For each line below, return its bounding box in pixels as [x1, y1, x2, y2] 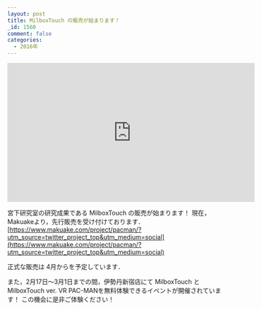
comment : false [7, 30, 52, 37]
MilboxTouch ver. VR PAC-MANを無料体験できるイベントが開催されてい [7, 287, 215, 294]
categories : [7, 37, 42, 44]
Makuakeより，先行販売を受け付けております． [7, 217, 145, 226]
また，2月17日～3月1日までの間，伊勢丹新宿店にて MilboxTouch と [7, 278, 200, 286]
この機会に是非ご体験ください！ [20, 295, 114, 304]
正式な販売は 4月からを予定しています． [7, 263, 125, 270]
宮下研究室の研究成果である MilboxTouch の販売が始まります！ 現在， [7, 209, 210, 217]
